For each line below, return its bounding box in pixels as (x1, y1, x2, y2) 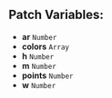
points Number (21, 70, 74, 81)
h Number (21, 50, 55, 62)
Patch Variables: (8, 7, 104, 23)
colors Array (21, 41, 70, 52)
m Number (21, 60, 56, 71)
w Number (21, 79, 56, 90)
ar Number (21, 31, 57, 42)
